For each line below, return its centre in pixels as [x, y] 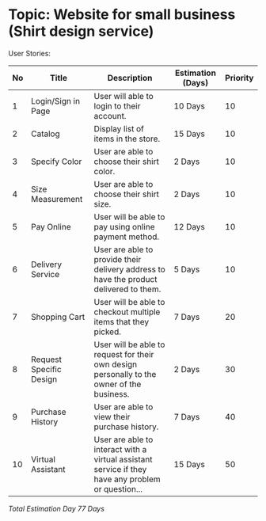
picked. [107, 332]
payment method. [127, 237]
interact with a [120, 449]
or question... [118, 489]
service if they [120, 469]
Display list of [119, 128]
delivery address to [130, 269]
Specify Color [57, 162]
